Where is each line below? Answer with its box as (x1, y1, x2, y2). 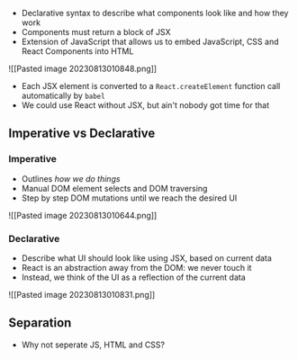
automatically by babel (21, 90, 105, 101)
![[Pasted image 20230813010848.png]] (8, 63, 158, 74)
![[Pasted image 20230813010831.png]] (8, 289, 156, 300)
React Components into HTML (21, 46, 134, 57)
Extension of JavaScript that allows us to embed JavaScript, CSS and (21, 36, 279, 47)
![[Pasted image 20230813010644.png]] (8, 210, 158, 220)
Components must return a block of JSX (21, 27, 172, 37)
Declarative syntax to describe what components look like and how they (21, 8, 289, 18)
